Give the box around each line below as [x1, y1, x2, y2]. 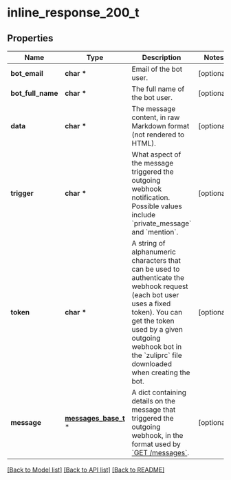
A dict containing [131, 388, 187, 397]
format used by [131, 439, 181, 449]
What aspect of [131, 150, 181, 159]
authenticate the [131, 273, 184, 282]
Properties [7, 32, 54, 44]
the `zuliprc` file [131, 350, 182, 360]
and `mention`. [131, 228, 179, 237]
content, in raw [131, 112, 180, 122]
